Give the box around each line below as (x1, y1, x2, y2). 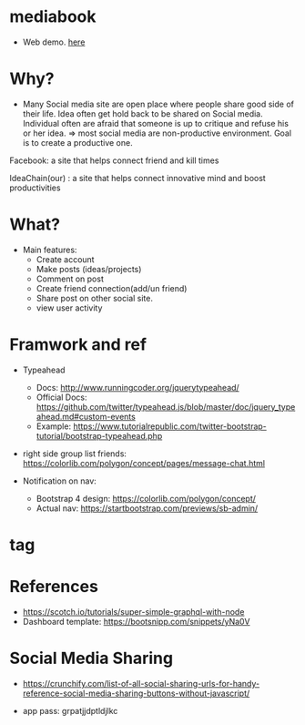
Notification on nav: (22, 475, 97, 486)
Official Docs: (36, 392, 88, 403)
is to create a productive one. (22, 137, 134, 148)
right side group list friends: (22, 448, 127, 459)
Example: (36, 421, 71, 432)
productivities (9, 182, 61, 193)
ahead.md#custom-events (36, 411, 137, 422)
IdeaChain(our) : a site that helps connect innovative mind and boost (9, 172, 266, 183)
